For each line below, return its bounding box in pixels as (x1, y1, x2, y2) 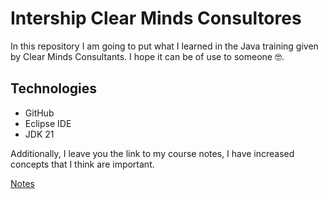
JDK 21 (24, 128, 55, 140)
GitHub (24, 107, 55, 119)
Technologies (10, 80, 98, 97)
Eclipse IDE (24, 117, 72, 129)
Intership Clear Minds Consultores (10, 7, 302, 30)
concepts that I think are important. (10, 158, 155, 170)
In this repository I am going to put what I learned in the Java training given (10, 40, 319, 52)
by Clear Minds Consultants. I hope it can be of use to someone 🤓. (10, 50, 285, 62)
